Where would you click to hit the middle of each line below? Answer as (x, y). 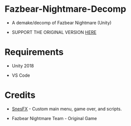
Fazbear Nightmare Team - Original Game (54, 118)
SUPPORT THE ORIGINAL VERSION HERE (54, 32)
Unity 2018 (23, 65)
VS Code (21, 75)
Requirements (34, 52)
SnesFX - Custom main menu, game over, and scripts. (67, 109)
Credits (20, 95)
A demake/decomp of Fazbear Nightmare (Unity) (62, 23)
